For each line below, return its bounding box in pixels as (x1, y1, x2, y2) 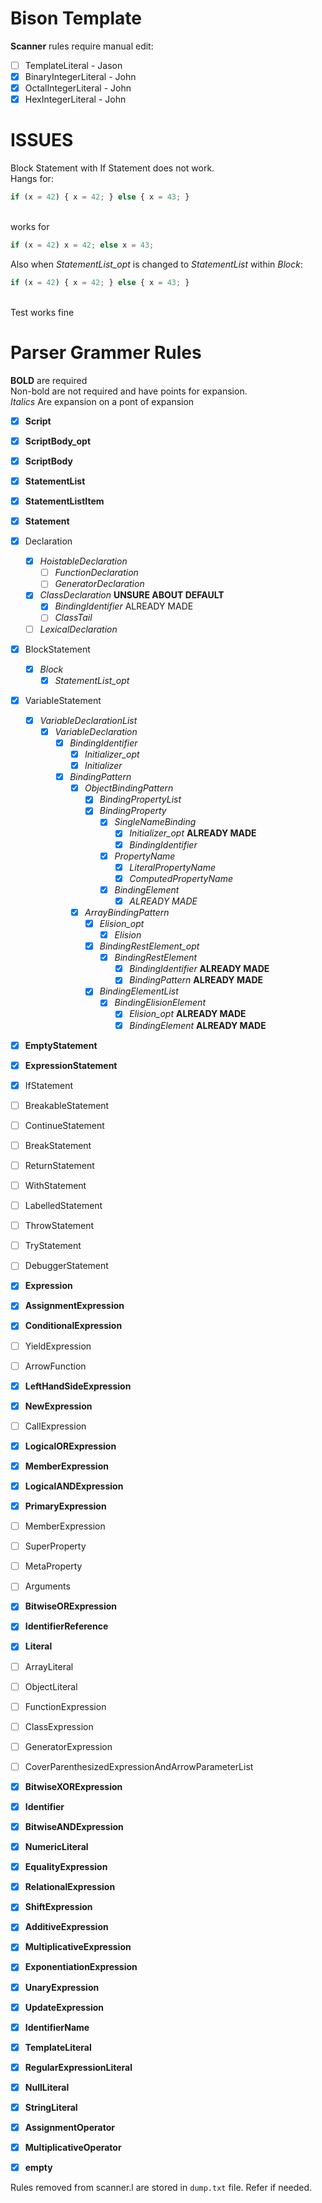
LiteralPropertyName (129, 861, 217, 873)
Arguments (24, 1580, 71, 1592)
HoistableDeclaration (39, 555, 128, 567)
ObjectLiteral (24, 1680, 78, 1692)
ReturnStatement (24, 1159, 95, 1171)
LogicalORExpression (24, 1440, 117, 1452)
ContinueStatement (24, 1119, 105, 1131)
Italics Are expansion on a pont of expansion (10, 395, 195, 407)
